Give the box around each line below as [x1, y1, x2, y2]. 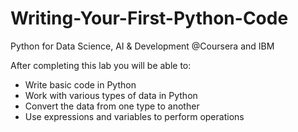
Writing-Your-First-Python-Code [10, 7, 289, 30]
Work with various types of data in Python [24, 89, 198, 101]
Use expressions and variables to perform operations [24, 110, 245, 122]
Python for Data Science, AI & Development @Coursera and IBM [10, 40, 275, 52]
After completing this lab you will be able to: [10, 59, 192, 71]
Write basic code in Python [24, 78, 137, 91]
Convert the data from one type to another [24, 100, 200, 112]
